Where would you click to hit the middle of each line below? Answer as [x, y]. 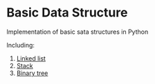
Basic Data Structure [67, 13]
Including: [21, 45]
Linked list [31, 58]
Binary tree [32, 73]
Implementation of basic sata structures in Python [77, 32]
